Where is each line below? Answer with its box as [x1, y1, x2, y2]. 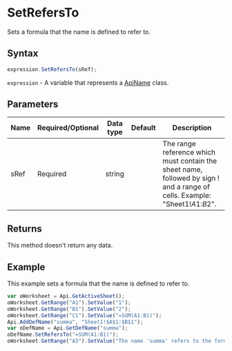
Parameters [7, 99, 59, 110]
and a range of [162, 182, 211, 192]
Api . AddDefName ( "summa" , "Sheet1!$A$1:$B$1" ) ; [7, 319, 144, 325]
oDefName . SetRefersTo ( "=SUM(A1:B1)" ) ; [7, 331, 119, 339]
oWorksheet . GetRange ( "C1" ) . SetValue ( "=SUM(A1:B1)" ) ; [7, 312, 162, 319]
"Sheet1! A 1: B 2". [162, 199, 217, 209]
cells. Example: [162, 191, 212, 201]
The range [162, 139, 197, 149]
